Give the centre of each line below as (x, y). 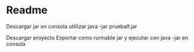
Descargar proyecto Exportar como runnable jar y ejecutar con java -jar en (97, 37)
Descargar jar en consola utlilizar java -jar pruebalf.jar (72, 26)
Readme (27, 10)
